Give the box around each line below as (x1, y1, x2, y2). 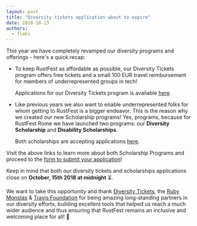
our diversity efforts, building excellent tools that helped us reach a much (6, 200, 186, 208)
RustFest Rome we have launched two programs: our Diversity (14, 120, 170, 127)
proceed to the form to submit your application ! (6, 156, 122, 163)
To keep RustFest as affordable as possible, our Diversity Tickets (14, 65, 174, 72)
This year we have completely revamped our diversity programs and (6, 47, 174, 54)
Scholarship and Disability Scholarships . (14, 126, 118, 134)
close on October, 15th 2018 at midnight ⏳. (6, 174, 113, 181)
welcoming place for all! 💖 (6, 213, 70, 221)
